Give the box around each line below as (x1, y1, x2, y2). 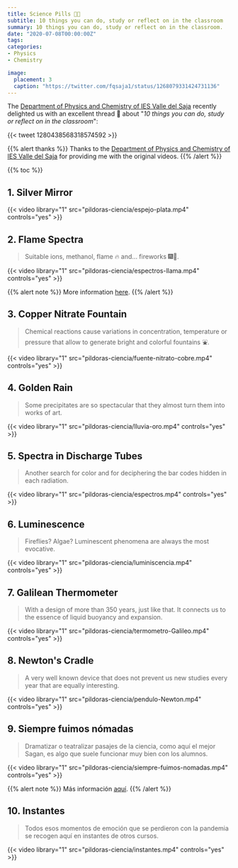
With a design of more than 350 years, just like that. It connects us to (24, 605, 227, 614)
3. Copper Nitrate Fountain (7, 308, 127, 320)
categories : (7, 43, 42, 50)
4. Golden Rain (7, 382, 73, 394)
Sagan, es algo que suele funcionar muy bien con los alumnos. (24, 749, 208, 758)
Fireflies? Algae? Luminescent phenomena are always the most (24, 537, 209, 546)
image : (7, 69, 27, 77)
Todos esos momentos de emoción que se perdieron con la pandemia (24, 824, 229, 833)
